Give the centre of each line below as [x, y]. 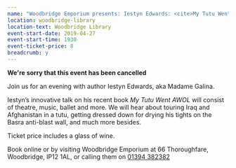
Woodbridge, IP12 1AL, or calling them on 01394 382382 [89, 156]
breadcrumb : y [28, 53]
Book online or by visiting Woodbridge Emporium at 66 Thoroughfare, [108, 149]
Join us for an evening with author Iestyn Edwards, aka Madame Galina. [111, 86]
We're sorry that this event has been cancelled [77, 72]
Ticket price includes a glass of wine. [61, 135]
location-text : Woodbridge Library [59, 27]
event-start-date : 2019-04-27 [52, 33]
